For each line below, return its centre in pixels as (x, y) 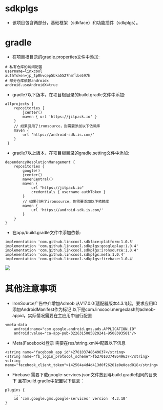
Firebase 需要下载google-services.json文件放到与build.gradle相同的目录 (85, 374)
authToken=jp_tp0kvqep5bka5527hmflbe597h (48, 75)
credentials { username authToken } (68, 192)
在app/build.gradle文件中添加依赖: (46, 232)
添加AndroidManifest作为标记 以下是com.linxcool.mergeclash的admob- (84, 309)
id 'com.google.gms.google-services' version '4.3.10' (71, 398)
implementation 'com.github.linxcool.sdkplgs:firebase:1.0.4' (70, 259)
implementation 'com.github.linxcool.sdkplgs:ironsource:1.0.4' (72, 250)
